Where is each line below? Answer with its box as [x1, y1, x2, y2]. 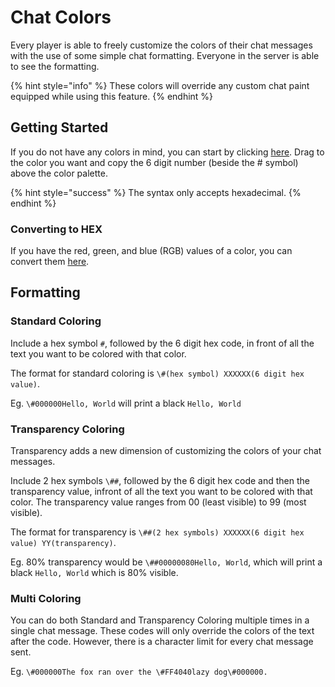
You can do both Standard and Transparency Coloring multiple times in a [10, 614, 310, 626]
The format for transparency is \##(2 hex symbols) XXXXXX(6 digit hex [10, 526, 305, 538]
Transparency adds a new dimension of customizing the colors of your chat [10, 445, 322, 457]
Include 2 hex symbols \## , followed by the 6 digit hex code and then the [10, 475, 310, 487]
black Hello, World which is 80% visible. [10, 567, 179, 579]
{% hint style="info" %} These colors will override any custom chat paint [10, 79, 310, 91]
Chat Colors [10, 6, 112, 29]
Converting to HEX [10, 222, 103, 236]
